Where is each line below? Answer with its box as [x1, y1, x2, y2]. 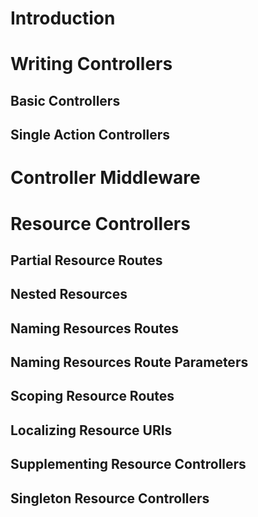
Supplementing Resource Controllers [10, 456, 247, 473]
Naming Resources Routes [10, 320, 180, 337]
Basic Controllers [10, 92, 121, 109]
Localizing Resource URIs [10, 422, 173, 439]
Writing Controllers [10, 53, 173, 76]
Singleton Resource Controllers [10, 490, 210, 507]
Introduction [10, 7, 116, 30]
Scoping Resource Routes [10, 388, 175, 405]
